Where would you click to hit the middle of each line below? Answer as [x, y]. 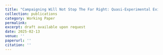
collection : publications [31, 14]
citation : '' [18, 45]
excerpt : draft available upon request [45, 27]
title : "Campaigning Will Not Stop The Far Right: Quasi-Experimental [78, 9]
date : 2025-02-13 [23, 32]
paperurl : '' [18, 41]
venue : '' [15, 36]
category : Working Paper [30, 18]
